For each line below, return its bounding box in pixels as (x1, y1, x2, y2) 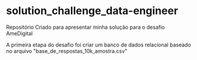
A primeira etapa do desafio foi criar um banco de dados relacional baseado (6, 41, 192, 48)
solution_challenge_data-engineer (6, 4, 179, 18)
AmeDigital (6, 29, 33, 36)
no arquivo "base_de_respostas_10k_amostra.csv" (6, 47, 128, 54)
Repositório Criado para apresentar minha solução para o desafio (6, 24, 165, 31)
